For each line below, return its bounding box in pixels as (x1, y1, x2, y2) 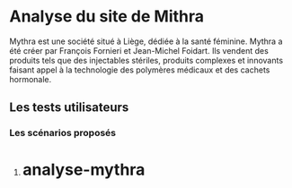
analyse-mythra (22, 159, 146, 180)
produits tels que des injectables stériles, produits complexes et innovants (9, 55, 284, 65)
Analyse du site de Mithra (9, 6, 205, 27)
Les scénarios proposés (9, 127, 117, 140)
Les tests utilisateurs (9, 100, 129, 115)
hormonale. (9, 73, 52, 84)
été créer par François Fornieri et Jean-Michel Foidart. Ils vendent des (9, 45, 270, 56)
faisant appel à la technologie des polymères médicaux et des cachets (9, 64, 270, 75)
